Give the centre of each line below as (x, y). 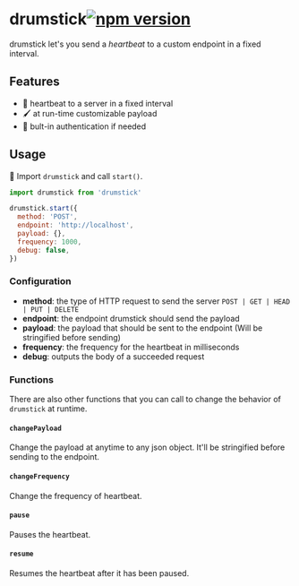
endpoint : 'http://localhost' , (76, 225)
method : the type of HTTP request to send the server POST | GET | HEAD (156, 301)
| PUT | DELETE (51, 309)
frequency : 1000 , (50, 242)
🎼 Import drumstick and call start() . (76, 176)
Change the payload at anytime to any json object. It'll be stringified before (147, 447)
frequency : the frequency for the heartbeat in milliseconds (131, 347)
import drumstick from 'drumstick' (76, 193)
